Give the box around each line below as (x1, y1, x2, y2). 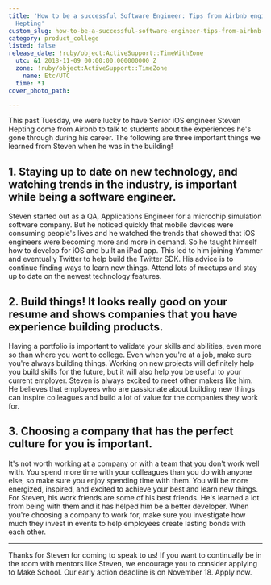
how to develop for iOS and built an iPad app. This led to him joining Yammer (8, 246, 263, 255)
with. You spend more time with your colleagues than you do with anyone (8, 467, 252, 476)
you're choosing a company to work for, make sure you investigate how (8, 509, 246, 520)
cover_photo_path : (8, 86, 70, 95)
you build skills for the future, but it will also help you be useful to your (8, 367, 242, 376)
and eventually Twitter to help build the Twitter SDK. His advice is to (8, 255, 234, 264)
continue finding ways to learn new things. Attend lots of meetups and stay (8, 263, 258, 272)
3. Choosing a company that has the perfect (8, 425, 234, 438)
